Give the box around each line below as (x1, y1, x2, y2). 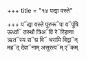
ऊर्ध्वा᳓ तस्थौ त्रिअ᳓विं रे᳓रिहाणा (7, 28, 74, 36)
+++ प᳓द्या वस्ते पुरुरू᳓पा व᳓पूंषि (7, 21, 79, 28)
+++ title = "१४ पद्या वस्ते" (7, 7, 73, 14)
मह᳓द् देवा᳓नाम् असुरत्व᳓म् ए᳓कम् (7, 43, 78, 51)
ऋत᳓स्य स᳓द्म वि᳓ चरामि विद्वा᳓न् (7, 36, 78, 44)
